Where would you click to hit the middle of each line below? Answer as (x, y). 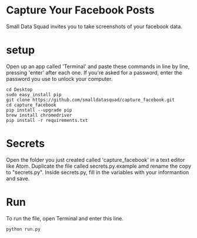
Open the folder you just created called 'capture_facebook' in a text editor (96, 159)
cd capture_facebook (31, 105)
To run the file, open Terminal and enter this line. (65, 218)
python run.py (24, 229)
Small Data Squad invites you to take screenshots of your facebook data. (94, 26)
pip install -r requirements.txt (47, 120)
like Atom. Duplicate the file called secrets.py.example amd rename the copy (99, 166)
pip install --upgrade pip (39, 110)
